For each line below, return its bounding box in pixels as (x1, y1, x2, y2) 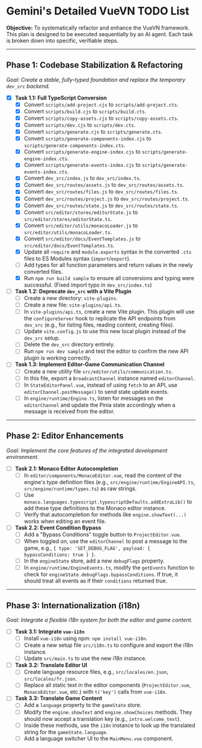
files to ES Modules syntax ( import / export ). (23, 255, 131, 262)
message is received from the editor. (23, 408, 115, 415)
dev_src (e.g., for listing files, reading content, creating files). (23, 321, 174, 329)
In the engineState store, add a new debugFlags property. (23, 557, 165, 564)
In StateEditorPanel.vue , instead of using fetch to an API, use (23, 381, 177, 388)
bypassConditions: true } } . (23, 551, 96, 558)
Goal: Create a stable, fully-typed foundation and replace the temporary (6, 76, 186, 83)
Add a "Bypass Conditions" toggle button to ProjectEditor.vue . (23, 531, 182, 538)
